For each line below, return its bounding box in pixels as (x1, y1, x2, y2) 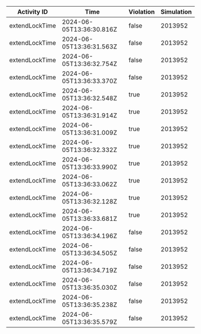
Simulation (160, 8, 192, 16)
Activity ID (17, 8, 48, 16)
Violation (128, 8, 156, 16)
